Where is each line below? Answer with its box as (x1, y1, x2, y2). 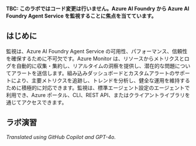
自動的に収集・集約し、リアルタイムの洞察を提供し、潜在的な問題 (16, 62, 176, 69)
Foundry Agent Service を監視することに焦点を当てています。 (6, 12, 157, 19)
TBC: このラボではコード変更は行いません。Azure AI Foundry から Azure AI (6, 5, 190, 12)
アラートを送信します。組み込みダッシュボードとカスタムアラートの (11, 69, 175, 77)
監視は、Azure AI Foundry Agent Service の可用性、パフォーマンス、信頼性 (6, 47, 188, 54)
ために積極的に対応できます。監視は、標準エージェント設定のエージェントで (6, 84, 190, 91)
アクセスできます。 (21, 99, 67, 106)
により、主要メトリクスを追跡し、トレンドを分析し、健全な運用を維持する (11, 77, 190, 84)
